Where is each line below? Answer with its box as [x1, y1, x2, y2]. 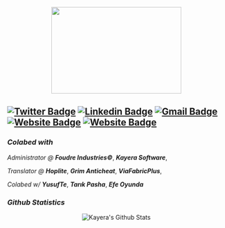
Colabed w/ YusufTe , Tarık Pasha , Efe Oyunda [7, 180, 144, 188]
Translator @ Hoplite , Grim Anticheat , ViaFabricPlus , [7, 166, 163, 175]
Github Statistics [7, 198, 66, 207]
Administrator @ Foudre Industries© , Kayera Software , [7, 153, 168, 161]
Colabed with [7, 137, 53, 147]
